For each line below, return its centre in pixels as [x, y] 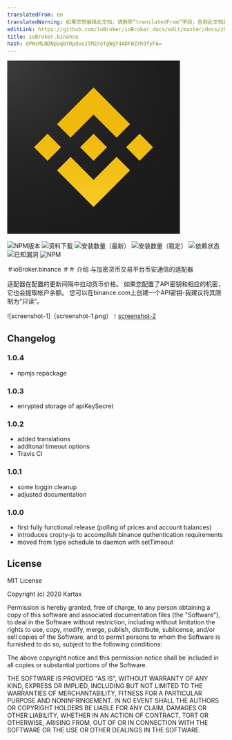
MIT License [25, 580]
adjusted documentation [52, 494]
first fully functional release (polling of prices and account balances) [114, 527]
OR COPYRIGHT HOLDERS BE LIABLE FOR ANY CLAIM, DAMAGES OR [107, 707]
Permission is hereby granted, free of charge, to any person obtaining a [109, 607]
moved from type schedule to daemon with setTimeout [95, 542]
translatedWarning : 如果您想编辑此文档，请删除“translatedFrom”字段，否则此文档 [115, 22]
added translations [44, 439]
